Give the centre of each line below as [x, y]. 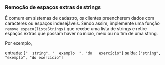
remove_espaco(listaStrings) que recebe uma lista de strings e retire [76, 29]
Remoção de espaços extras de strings [53, 7]
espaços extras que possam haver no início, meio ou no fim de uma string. [82, 34]
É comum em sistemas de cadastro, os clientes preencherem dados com [80, 18]
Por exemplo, [19, 43]
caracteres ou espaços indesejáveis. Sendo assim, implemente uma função [82, 23]
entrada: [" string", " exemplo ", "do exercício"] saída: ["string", [83, 53]
